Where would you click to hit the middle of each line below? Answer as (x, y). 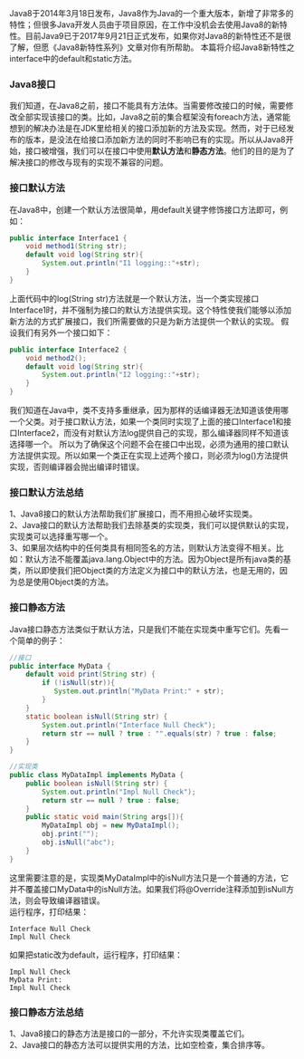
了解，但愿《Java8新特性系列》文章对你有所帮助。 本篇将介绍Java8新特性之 (152, 47)
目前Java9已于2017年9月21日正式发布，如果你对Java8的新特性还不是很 (158, 36)
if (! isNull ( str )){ (79, 683)
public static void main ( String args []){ (104, 817)
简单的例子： (41, 640)
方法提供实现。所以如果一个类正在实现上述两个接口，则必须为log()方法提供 (149, 456)
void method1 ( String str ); (76, 246)
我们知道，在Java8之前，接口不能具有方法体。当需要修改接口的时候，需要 (147, 106)
